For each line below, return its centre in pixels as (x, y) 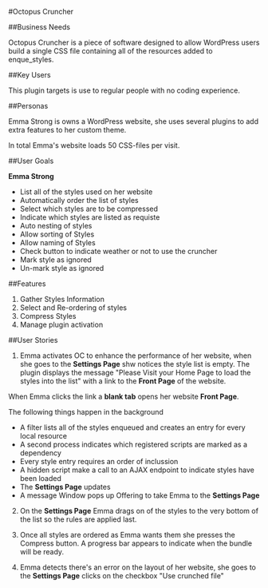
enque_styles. (31, 60)
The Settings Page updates (65, 487)
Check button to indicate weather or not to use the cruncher (118, 251)
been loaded (40, 478)
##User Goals (31, 161)
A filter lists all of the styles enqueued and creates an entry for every (132, 427)
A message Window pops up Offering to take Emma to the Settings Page (140, 495)
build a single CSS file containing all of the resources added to (110, 51)
